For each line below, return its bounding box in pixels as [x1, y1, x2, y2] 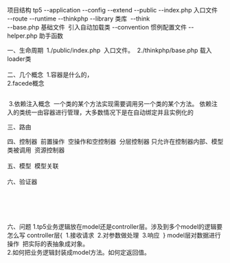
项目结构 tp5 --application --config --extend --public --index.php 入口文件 [7, 6, 218, 14]
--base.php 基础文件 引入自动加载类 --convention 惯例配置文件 [7, 23, 187, 31]
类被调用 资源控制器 [7, 146, 65, 154]
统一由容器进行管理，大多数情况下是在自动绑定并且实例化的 [25, 108, 194, 116]
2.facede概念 [7, 79, 45, 87]
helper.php [7, 32, 38, 40]
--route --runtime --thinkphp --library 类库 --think [7, 14, 150, 23]
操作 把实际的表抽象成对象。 [7, 240, 89, 248]
